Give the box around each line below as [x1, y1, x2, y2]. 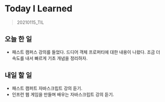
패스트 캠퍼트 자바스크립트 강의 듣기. [11, 85, 82, 91]
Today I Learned [4, 3, 73, 14]
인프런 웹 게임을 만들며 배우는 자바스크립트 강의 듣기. [11, 91, 114, 97]
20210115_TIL [16, 19, 44, 25]
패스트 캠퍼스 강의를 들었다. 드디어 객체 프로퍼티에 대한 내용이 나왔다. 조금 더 [11, 49, 161, 55]
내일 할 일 [4, 71, 32, 80]
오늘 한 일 [4, 35, 32, 44]
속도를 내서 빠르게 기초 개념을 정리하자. [11, 55, 88, 61]
